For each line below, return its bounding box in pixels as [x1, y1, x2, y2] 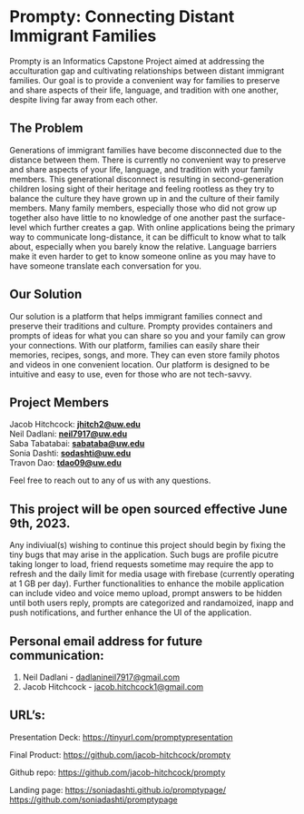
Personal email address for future [9, 633, 203, 649]
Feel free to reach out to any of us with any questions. [9, 475, 211, 486]
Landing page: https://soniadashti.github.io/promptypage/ [9, 784, 227, 795]
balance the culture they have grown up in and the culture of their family [9, 192, 279, 203]
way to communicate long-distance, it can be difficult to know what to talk [9, 231, 287, 242]
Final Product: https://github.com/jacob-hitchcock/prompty [9, 749, 231, 760]
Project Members [9, 395, 110, 410]
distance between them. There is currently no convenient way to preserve [9, 154, 286, 165]
